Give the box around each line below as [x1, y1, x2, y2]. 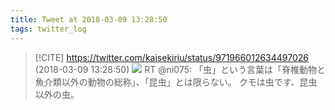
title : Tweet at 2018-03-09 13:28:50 [10, 14, 168, 25]
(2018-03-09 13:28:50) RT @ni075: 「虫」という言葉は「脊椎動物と [34, 63, 326, 75]
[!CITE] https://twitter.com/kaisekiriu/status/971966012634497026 [34, 51, 310, 63]
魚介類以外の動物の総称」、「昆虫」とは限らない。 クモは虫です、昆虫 [34, 76, 318, 88]
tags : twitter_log [10, 24, 87, 34]
